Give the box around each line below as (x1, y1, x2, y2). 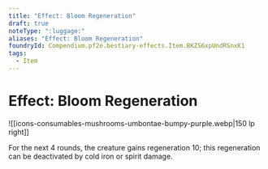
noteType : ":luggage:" (8, 27, 85, 35)
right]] (8, 127, 30, 137)
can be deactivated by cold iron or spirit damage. (8, 151, 173, 161)
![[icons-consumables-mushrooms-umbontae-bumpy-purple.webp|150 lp (8, 118, 256, 128)
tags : (8, 49, 27, 57)
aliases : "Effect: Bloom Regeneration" (8, 34, 144, 43)
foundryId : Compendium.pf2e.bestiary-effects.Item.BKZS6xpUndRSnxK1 (8, 42, 245, 50)
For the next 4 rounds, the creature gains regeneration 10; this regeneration (8, 142, 261, 152)
